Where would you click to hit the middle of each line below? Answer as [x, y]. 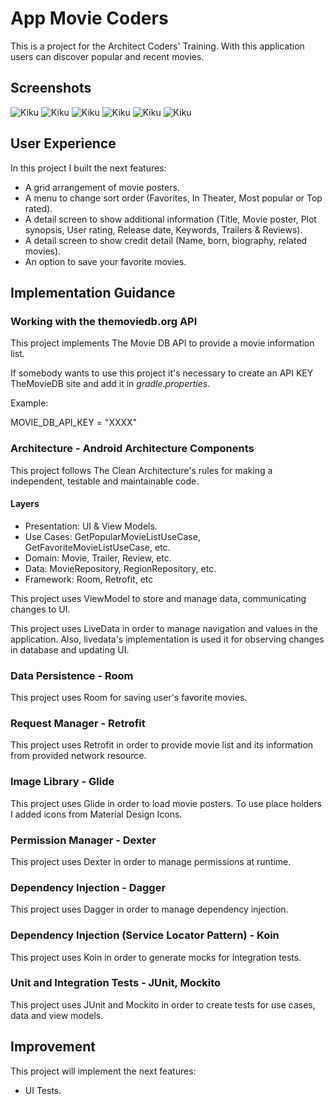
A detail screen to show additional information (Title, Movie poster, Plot [170, 219]
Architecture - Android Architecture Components [132, 449]
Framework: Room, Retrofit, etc [89, 579]
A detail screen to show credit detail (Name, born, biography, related [166, 240]
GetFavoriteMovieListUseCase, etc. [97, 547]
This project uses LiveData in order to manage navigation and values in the [164, 628]
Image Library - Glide [62, 782]
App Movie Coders [89, 18]
